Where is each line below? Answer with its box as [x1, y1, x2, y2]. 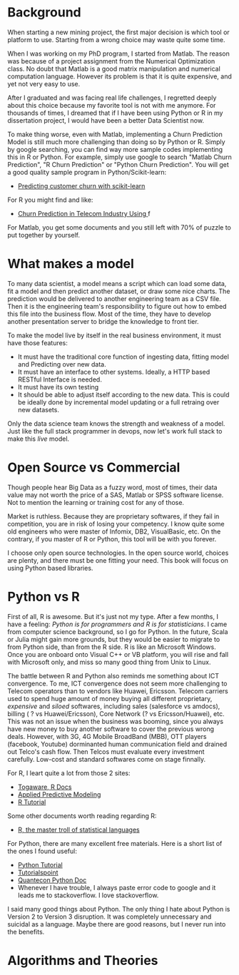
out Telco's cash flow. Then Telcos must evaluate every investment [7, 747, 205, 756]
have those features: [7, 338, 68, 347]
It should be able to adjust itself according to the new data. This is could [17, 390, 230, 399]
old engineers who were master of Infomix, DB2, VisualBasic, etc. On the [7, 527, 221, 536]
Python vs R [7, 589, 80, 605]
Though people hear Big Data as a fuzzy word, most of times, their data [7, 483, 218, 491]
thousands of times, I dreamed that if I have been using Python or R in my [7, 108, 223, 117]
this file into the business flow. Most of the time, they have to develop [7, 310, 212, 318]
